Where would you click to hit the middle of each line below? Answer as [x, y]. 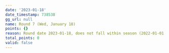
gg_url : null [19, 19]
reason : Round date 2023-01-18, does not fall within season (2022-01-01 [85, 33]
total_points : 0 [22, 38]
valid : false [19, 43]
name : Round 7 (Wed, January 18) [40, 24]
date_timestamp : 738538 [30, 15]
